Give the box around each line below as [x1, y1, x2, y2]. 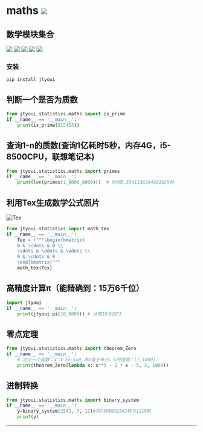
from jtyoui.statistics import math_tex [6, 225, 110, 231]
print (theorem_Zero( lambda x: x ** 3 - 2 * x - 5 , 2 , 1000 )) [17, 362, 169, 369]
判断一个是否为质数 [6, 94, 78, 105]
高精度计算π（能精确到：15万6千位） [6, 283, 144, 294]
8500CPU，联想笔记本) [6, 152, 95, 162]
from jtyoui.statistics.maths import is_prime [6, 111, 126, 117]
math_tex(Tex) [17, 265, 53, 271]
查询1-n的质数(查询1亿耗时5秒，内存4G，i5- [6, 140, 171, 151]
